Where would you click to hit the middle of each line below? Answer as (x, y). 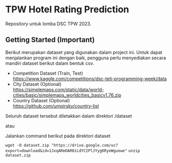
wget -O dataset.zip (27, 145)
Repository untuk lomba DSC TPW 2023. (48, 24)
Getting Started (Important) (50, 40)
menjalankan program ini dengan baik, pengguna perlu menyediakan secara (86, 58)
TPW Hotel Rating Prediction (67, 10)
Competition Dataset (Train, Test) (48, 73)
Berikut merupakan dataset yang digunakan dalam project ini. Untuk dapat (84, 52)
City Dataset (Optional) (37, 84)
